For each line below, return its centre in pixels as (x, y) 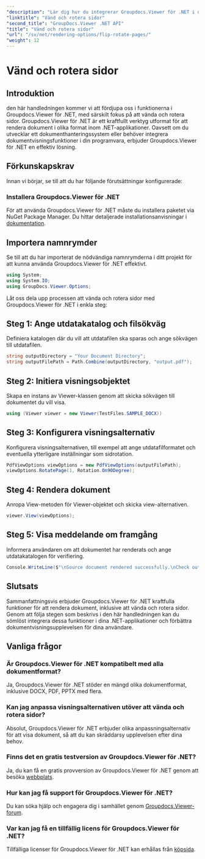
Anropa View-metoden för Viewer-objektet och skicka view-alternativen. (98, 505)
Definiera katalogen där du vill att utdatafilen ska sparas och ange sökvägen (102, 339)
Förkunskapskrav (40, 166)
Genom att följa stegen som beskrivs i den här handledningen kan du (93, 614)
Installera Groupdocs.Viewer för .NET (63, 197)
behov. (15, 741)
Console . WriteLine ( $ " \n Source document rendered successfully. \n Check (98, 567)
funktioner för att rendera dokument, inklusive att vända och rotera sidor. (98, 607)
